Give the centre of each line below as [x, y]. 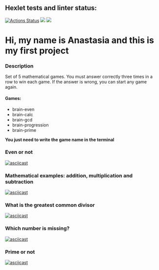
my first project [37, 50]
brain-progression [30, 125]
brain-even [23, 109]
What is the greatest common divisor [50, 205]
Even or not [19, 152]
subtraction [19, 182]
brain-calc [23, 114]
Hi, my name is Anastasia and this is [79, 40]
